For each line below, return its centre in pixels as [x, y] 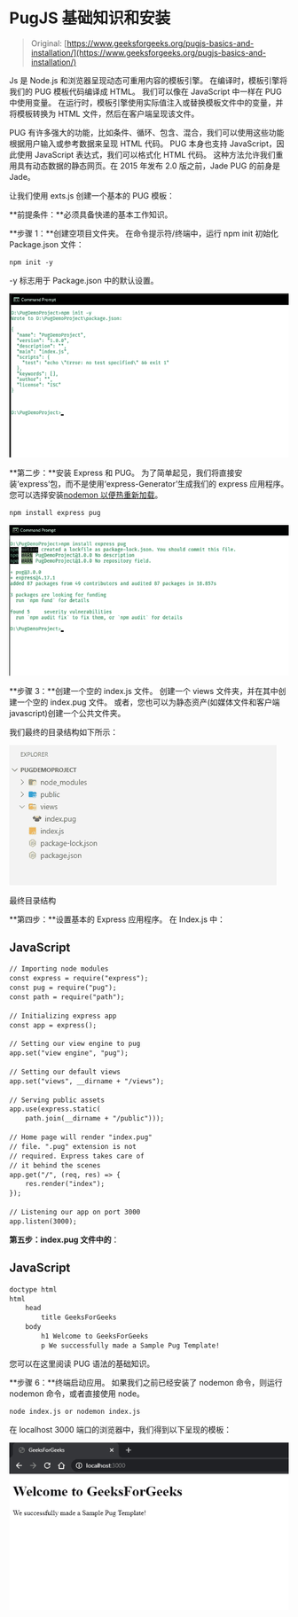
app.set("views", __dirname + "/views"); [87, 1081]
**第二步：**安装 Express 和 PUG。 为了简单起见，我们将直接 [122, 473]
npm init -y [31, 262]
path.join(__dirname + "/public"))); [95, 1119]
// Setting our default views [65, 1072]
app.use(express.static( [55, 1109]
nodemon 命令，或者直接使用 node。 [77, 1394]
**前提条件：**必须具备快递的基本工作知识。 [91, 215]
